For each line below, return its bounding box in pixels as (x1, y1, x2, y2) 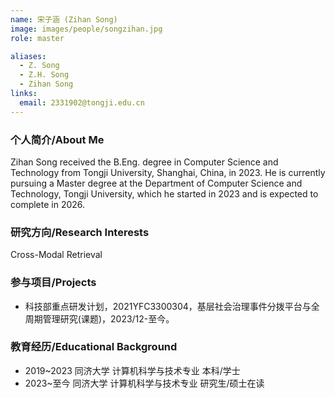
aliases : (10, 51, 47, 61)
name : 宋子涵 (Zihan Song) (10, 14, 118, 25)
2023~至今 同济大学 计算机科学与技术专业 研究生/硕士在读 (24, 377, 265, 389)
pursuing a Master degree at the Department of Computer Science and (10, 177, 303, 189)
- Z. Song (19, 61, 60, 71)
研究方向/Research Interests (10, 225, 150, 239)
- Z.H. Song (19, 70, 70, 80)
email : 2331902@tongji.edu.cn (19, 97, 145, 108)
